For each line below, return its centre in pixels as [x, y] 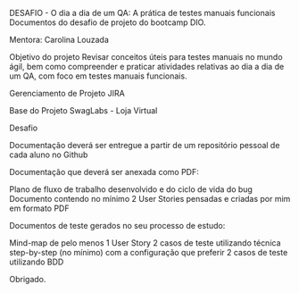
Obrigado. [28, 279]
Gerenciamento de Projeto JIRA [67, 93]
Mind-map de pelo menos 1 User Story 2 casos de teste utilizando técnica [145, 243]
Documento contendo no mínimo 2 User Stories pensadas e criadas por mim [150, 199]
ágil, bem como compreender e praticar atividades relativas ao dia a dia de [147, 67]
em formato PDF [39, 208]
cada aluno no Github [49, 155]
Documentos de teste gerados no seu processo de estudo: [117, 226]
